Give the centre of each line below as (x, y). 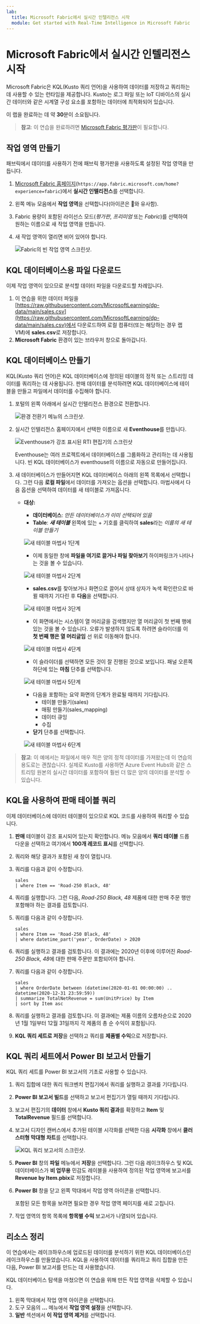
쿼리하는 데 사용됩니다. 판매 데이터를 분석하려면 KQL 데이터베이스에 (100, 383)
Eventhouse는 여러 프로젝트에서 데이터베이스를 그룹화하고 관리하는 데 (96, 454)
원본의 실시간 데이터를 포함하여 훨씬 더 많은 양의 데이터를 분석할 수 (114, 772)
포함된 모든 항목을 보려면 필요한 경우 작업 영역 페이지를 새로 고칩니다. (95, 1203)
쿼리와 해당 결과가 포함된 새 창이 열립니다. (63, 856)
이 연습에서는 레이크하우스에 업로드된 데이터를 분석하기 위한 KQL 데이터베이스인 (99, 1252)
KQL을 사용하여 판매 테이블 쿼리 (61, 800)
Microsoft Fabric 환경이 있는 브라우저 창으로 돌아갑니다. (81, 340)
